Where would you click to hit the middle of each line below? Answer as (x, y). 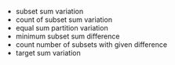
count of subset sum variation (64, 20)
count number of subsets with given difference (91, 45)
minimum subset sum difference (67, 36)
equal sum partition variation (62, 28)
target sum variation (48, 53)
